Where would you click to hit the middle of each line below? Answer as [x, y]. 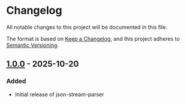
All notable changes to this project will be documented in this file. [87, 27]
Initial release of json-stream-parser [59, 94]
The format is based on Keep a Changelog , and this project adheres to [93, 38]
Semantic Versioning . [32, 45]
